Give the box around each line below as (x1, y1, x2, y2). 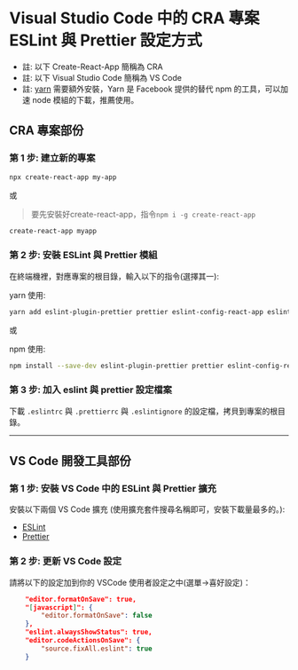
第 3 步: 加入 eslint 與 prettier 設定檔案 (9, 383, 173, 396)
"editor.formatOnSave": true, (25, 595, 137, 603)
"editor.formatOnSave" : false (41, 611, 153, 620)
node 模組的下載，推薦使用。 (32, 94, 139, 105)
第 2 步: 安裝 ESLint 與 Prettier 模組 (9, 249, 158, 262)
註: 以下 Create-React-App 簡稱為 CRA (21, 61, 163, 72)
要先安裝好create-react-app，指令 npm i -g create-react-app (30, 209, 255, 219)
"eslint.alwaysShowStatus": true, (25, 627, 153, 637)
